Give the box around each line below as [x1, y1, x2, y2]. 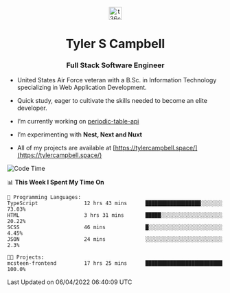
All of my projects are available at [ [16, 144, 115, 152]
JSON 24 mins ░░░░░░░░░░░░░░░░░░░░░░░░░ [7, 236, 223, 243]
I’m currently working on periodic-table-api [16, 117, 139, 126]
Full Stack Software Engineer [66, 60, 165, 70]
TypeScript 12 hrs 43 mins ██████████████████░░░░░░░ [7, 200, 223, 207]
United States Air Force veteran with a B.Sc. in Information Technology [16, 76, 217, 84]
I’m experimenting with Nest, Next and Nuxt [16, 130, 143, 139]
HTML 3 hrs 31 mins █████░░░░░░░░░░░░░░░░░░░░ [7, 212, 223, 219]
